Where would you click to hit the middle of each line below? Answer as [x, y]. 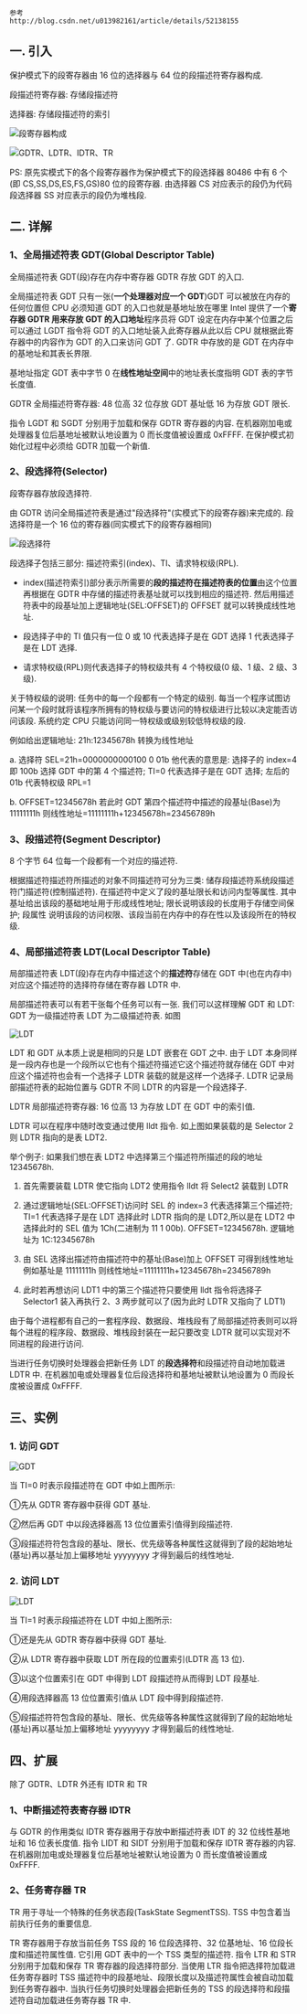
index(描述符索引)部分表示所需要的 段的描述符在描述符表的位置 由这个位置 [160, 582]
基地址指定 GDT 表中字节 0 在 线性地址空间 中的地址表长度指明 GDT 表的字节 [152, 372]
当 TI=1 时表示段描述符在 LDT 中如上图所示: [91, 1620]
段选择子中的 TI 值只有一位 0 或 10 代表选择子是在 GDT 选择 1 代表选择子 [159, 636]
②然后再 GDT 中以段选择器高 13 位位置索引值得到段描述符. [121, 1524]
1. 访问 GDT [34, 1445]
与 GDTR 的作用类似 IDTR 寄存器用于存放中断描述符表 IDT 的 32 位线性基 [146, 1832]
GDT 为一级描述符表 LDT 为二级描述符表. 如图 [95, 1016]
